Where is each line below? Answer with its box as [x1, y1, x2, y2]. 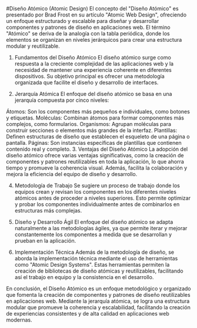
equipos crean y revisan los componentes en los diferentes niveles [14, 188, 176, 195]
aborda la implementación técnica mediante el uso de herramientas [14, 255, 178, 261]
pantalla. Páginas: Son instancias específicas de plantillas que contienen [6, 140, 182, 146]
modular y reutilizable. [6, 42, 60, 49]
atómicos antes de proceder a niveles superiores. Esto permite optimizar [14, 194, 191, 201]
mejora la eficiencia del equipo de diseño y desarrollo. [6, 171, 138, 177]
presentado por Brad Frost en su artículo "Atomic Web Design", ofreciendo [6, 11, 187, 18]
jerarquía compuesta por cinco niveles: [14, 97, 109, 104]
